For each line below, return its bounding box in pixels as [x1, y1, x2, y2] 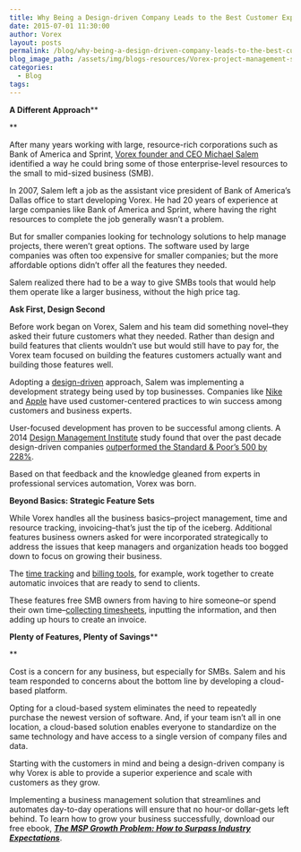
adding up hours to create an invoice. [9, 614, 148, 624]
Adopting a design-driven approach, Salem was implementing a [9, 376, 245, 387]
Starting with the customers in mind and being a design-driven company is [9, 758, 285, 769]
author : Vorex [9, 30, 63, 39]
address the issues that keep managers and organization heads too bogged [9, 541, 288, 552]
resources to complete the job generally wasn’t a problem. [9, 213, 225, 224]
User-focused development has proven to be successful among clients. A [9, 422, 281, 433]
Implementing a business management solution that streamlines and [9, 794, 262, 805]
